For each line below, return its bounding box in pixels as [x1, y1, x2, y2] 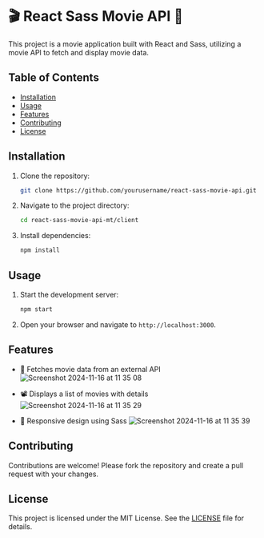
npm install [19, 246, 60, 254]
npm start [19, 305, 54, 313]
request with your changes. [8, 469, 98, 479]
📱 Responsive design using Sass [19, 415, 127, 426]
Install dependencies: [19, 231, 91, 241]
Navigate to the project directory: [19, 200, 130, 210]
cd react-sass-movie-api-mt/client [19, 216, 139, 225]
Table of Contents [8, 71, 100, 85]
